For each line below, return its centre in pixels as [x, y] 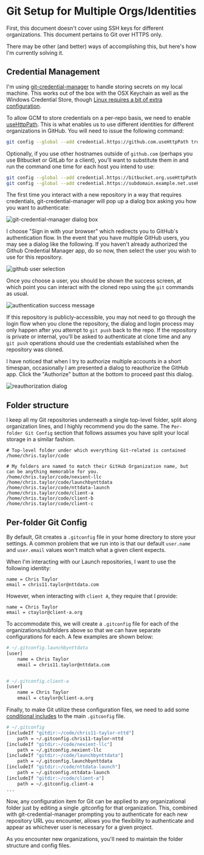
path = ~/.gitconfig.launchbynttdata [65, 761]
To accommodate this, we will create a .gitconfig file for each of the [93, 624]
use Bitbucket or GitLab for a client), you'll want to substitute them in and [97, 160]
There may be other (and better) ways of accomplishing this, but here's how [101, 46]
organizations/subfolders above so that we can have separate [83, 630]
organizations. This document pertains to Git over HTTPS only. [84, 34]
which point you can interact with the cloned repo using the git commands [100, 287]
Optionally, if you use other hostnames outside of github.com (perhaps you [100, 153]
